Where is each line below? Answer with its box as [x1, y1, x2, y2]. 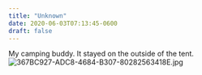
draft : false [8, 27, 53, 35]
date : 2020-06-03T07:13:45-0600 [8, 19, 118, 27]
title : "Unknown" [8, 11, 67, 20]
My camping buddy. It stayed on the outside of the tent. [8, 49, 195, 59]
